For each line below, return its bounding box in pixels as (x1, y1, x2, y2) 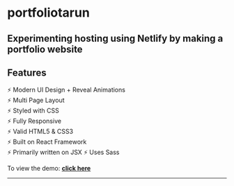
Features (7, 67, 47, 78)
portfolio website (7, 43, 83, 55)
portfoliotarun (7, 5, 91, 21)
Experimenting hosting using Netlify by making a (7, 33, 224, 44)
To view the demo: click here (7, 164, 91, 173)
